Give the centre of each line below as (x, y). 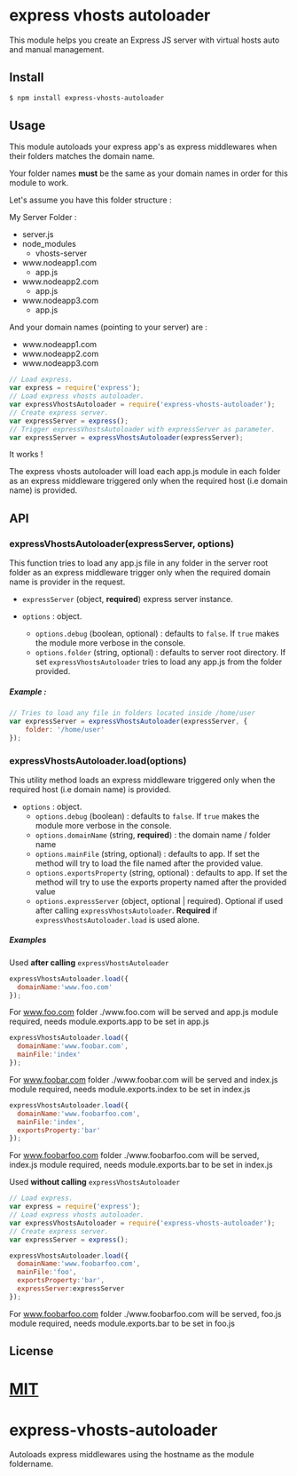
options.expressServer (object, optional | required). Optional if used (159, 901)
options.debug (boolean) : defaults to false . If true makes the (147, 816)
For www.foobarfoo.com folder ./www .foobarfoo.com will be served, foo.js (145, 1313)
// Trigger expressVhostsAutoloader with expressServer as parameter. (142, 429)
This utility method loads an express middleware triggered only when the (142, 780)
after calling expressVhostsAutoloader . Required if (126, 910)
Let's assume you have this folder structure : (90, 200)
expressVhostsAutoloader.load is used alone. (117, 919)
